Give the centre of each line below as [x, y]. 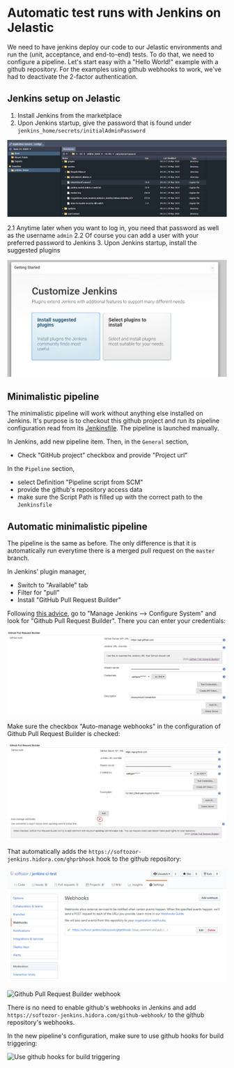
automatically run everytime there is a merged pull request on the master [111, 550]
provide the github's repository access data [80, 490]
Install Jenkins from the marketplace [70, 115]
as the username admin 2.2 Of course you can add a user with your [103, 236]
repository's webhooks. [41, 1022]
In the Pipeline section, [41, 469]
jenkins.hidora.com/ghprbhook [51, 859]
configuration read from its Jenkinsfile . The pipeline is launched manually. [113, 428]
